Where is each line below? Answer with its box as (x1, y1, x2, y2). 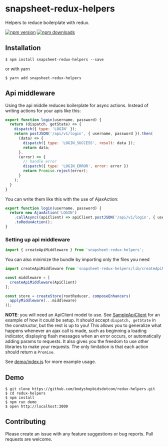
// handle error (23, 159, 57, 164)
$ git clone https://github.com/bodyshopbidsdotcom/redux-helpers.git (5, 386, 155, 391)
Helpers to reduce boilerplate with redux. (5, 19, 90, 25)
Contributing (5, 417, 46, 426)
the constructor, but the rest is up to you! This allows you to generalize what (5, 322, 161, 328)
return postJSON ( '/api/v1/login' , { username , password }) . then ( (14, 131, 153, 136)
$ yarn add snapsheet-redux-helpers (5, 75, 81, 80)
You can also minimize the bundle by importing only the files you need (5, 256, 150, 262)
